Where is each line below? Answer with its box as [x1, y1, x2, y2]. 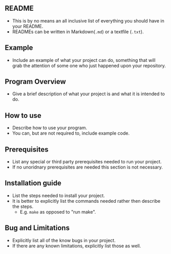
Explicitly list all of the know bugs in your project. [12, 237, 116, 243]
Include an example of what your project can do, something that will [12, 57, 156, 63]
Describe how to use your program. [12, 125, 88, 131]
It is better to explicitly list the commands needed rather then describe [12, 198, 161, 204]
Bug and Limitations [5, 224, 70, 232]
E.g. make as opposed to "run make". [19, 208, 96, 215]
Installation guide [5, 179, 62, 187]
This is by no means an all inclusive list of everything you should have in [12, 17, 164, 24]
